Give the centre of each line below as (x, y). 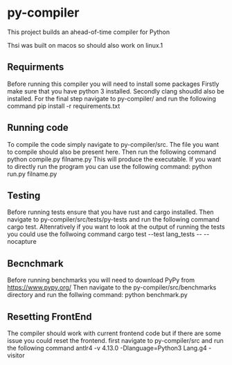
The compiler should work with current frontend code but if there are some (114, 333)
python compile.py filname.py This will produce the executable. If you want (114, 159)
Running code (38, 128)
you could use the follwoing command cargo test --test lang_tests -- (105, 234)
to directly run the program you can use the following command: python (110, 166)
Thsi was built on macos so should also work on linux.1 (85, 45)
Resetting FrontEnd (50, 317)
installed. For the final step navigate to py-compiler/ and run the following (111, 98)
